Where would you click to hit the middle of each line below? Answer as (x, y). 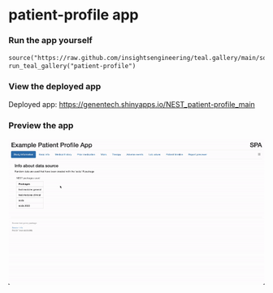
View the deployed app (55, 87)
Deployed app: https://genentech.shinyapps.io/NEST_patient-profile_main (132, 104)
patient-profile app (74, 15)
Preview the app (41, 125)
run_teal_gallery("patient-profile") (72, 67)
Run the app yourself (51, 41)
